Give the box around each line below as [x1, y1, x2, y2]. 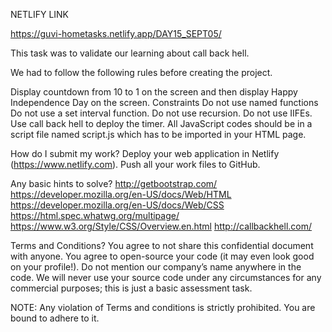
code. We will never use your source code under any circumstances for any [10, 272, 322, 283]
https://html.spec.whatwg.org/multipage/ [10, 210, 180, 221]
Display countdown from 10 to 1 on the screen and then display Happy [10, 86, 298, 98]
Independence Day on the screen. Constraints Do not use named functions [10, 97, 319, 108]
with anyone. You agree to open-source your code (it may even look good [10, 250, 315, 262]
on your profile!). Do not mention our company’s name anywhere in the [10, 261, 302, 273]
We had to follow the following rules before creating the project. [10, 67, 273, 78]
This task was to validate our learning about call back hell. [10, 47, 250, 59]
